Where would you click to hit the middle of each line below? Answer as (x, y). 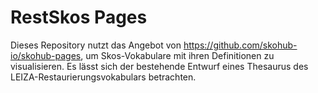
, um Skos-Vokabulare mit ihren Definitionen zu (177, 55)
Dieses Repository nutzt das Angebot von (96, 45)
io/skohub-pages (46, 55)
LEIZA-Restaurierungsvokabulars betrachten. (103, 77)
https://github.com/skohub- (240, 45)
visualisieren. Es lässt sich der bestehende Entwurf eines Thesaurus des (159, 66)
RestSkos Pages (79, 17)
